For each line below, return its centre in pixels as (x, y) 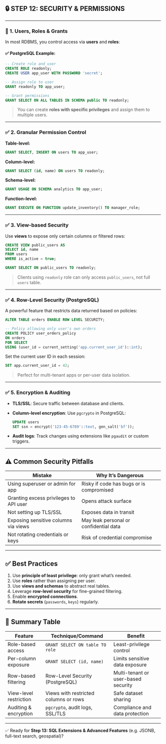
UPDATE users (26, 422)
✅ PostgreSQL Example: (30, 53)
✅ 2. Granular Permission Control (46, 132)
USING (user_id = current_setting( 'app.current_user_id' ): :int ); (74, 347)
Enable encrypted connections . (45, 596)
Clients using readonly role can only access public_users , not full (84, 277)
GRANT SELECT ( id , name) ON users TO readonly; (55, 171)
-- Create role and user (31, 64)
